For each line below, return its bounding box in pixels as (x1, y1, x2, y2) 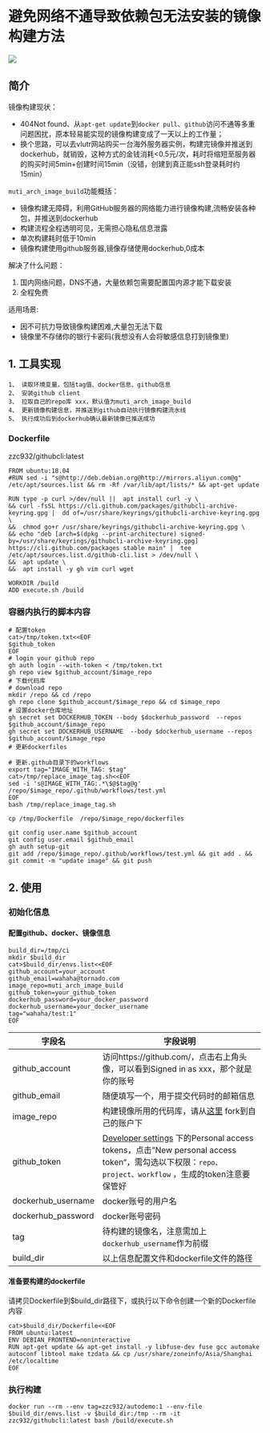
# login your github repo (8, 654, 95, 662)
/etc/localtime (8, 1357, 59, 1365)
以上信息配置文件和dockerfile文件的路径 (102, 1253, 253, 1264)
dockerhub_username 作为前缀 (102, 1237, 209, 1249)
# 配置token (8, 626, 46, 634)
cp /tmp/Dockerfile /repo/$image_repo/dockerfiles (8, 815, 184, 823)
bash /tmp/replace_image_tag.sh (8, 801, 116, 809)
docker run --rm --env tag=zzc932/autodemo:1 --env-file (8, 1403, 203, 1411)
